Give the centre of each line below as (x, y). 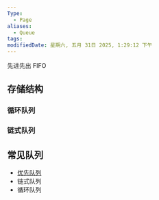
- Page (23, 20)
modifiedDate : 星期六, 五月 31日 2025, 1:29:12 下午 (80, 45)
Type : (15, 13)
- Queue (24, 33)
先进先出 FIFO (27, 65)
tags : (15, 39)
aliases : (20, 26)
